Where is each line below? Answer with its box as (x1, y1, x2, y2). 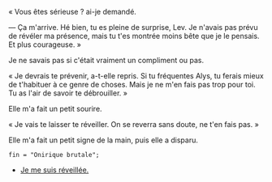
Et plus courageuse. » (8, 40, 82, 49)
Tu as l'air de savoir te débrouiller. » (8, 88, 128, 98)
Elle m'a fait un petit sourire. (8, 104, 103, 113)
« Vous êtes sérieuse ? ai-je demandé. (8, 7, 136, 16)
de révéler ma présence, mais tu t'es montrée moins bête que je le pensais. (8, 32, 260, 40)
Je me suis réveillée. (19, 165, 89, 175)
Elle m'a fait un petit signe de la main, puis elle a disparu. (8, 135, 199, 145)
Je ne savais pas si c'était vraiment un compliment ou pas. (8, 56, 205, 65)
